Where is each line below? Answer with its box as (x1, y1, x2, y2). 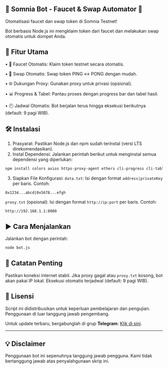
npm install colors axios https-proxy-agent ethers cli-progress (5, 166, 144, 171)
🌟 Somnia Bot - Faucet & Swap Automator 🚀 (5, 5, 142, 13)
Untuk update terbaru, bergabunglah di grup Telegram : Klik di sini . (5, 320, 142, 326)
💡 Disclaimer (5, 339, 46, 348)
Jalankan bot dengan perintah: (5, 235, 68, 241)
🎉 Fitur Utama (5, 48, 48, 56)
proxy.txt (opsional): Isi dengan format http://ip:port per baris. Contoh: (5, 199, 157, 205)
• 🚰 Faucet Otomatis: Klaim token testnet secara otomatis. (5, 61, 124, 67)
